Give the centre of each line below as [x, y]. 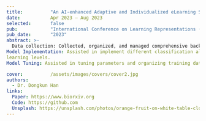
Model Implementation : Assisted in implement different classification [100, 52]
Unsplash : [24, 108]
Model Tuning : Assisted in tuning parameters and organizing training [98, 63]
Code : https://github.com [45, 103]
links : [15, 91]
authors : [17, 80]
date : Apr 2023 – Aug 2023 [55, 18]
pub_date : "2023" [37, 35]
